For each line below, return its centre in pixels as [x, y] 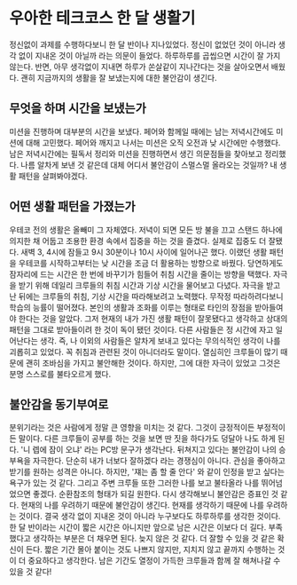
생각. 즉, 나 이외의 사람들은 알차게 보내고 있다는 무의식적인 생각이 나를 [160, 340]
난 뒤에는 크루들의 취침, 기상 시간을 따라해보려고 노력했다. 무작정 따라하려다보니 [146, 296]
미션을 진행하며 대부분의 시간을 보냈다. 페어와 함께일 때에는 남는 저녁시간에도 [142, 131]
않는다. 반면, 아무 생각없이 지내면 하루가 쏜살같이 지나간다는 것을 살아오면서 [139, 67]
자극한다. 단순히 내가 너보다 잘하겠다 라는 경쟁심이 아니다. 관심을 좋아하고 [159, 461]
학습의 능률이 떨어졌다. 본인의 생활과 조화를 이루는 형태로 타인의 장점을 [131, 307]
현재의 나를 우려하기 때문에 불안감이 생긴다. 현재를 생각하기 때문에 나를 [142, 505]
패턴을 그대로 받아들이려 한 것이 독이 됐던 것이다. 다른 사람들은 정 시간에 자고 [141, 329]
